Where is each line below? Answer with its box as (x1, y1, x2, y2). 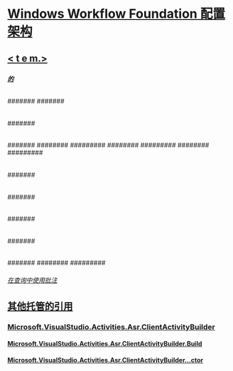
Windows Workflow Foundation (7, 6, 197, 22)
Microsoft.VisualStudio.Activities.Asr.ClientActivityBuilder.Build (7, 340, 202, 348)
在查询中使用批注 (7, 276, 58, 284)
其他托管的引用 (7, 300, 73, 312)
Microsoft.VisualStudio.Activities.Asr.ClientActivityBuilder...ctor (7, 355, 204, 364)
